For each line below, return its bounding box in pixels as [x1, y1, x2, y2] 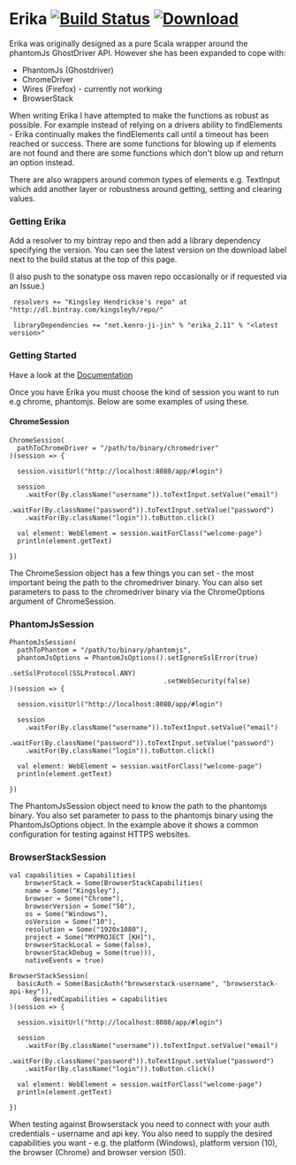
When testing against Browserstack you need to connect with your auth [9, 1119, 270, 1130]
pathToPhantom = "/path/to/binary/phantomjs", [17, 646, 192, 655]
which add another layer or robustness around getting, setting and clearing [9, 183, 283, 194]
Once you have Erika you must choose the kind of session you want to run [9, 386, 280, 397]
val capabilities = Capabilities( [9, 871, 137, 880]
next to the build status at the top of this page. [9, 254, 178, 265]
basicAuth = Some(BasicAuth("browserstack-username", [17, 979, 219, 989]
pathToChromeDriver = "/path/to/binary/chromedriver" [17, 444, 219, 452]
